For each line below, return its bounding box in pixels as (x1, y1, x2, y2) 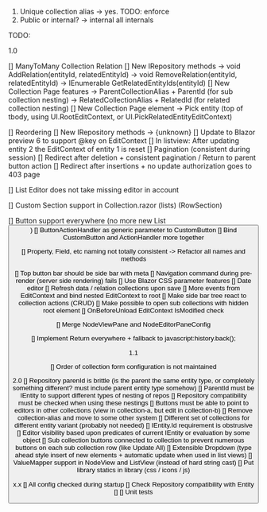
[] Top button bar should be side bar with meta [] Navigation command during (14, 269, 239, 277)
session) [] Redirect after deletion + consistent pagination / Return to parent (8, 153, 257, 162)
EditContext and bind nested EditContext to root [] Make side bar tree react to (20, 291, 247, 300)
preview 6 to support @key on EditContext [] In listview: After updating (8, 136, 240, 145)
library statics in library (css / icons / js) (76, 466, 191, 475)
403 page (8, 170, 41, 179)
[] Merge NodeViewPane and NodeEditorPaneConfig (56, 320, 211, 328)
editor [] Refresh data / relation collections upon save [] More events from (26, 284, 241, 293)
